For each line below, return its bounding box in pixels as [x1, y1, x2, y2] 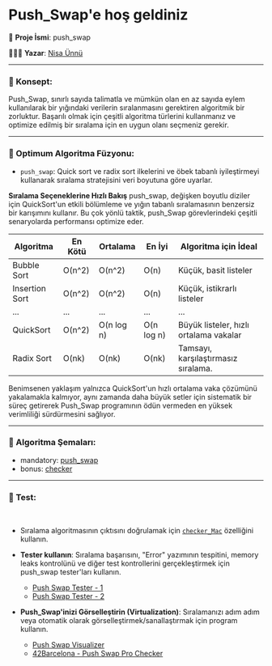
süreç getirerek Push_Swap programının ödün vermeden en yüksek [8, 401, 233, 410]
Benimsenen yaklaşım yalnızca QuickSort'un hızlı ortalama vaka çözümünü [8, 383, 257, 393]
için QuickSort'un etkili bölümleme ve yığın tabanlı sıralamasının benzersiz [8, 199, 255, 209]
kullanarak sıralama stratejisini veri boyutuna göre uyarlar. [19, 175, 213, 185]
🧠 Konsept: [8, 75, 53, 87]
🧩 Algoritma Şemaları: [8, 437, 96, 448]
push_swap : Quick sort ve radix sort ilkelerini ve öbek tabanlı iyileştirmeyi [19, 166, 260, 176]
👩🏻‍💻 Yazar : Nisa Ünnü [8, 48, 83, 57]
